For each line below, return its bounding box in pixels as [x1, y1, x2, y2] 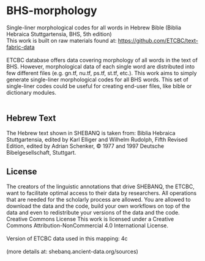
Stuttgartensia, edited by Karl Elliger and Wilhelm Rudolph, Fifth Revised [6, 136, 188, 143]
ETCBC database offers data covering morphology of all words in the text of [6, 56, 198, 64]
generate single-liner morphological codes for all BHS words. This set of [6, 76, 188, 83]
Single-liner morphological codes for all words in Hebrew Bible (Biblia [6, 24, 182, 31]
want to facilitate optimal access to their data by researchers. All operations [6, 189, 197, 196]
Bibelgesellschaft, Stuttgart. [6, 149, 76, 156]
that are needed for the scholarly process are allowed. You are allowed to [6, 196, 191, 203]
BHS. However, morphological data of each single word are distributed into [6, 62, 195, 70]
